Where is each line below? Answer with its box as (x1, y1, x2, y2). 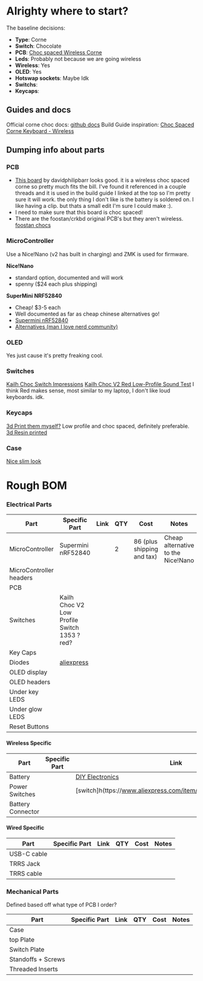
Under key (9, 688, 39, 696)
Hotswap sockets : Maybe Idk (14, 74, 89, 82)
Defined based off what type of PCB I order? (6, 901, 117, 908)
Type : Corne (14, 36, 47, 43)
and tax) (134, 552, 158, 561)
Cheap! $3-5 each (14, 303, 61, 311)
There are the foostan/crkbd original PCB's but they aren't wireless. (14, 215, 184, 222)
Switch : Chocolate (14, 42, 62, 50)
